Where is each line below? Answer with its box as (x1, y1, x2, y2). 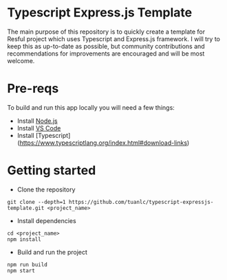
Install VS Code (17, 124, 61, 132)
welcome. (7, 56, 35, 65)
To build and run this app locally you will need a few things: (7, 103, 175, 111)
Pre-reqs (7, 81, 59, 97)
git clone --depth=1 (7, 198, 67, 205)
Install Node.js (17, 117, 58, 125)
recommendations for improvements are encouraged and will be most (7, 49, 205, 58)
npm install (7, 235, 41, 243)
